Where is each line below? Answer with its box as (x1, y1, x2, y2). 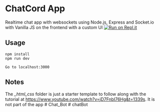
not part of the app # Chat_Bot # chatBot (5, 101, 88, 107)
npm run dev (5, 56, 30, 61)
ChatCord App (5, 3, 65, 14)
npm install (5, 52, 30, 56)
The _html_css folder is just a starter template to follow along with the (5, 91, 147, 97)
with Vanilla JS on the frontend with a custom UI (5, 24, 103, 30)
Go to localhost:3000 (5, 64, 50, 69)
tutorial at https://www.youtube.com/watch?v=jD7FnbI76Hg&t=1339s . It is (5, 96, 155, 102)
